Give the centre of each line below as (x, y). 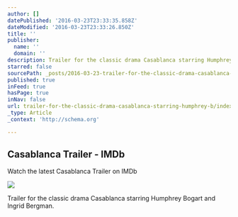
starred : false (30, 67)
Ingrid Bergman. (31, 206)
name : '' (27, 47)
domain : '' (30, 54)
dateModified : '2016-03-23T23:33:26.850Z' (71, 27)
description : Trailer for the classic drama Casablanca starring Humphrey (120, 60)
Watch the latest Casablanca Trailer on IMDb (72, 172)
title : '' (22, 34)
